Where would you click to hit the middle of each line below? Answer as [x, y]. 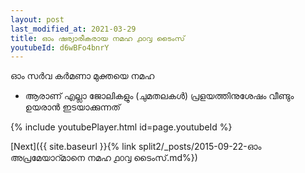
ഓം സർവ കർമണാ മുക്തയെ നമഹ [82, 76]
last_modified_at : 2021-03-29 [73, 29]
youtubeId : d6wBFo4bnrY [60, 47]
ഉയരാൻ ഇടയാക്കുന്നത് [72, 107]
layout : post [37, 19]
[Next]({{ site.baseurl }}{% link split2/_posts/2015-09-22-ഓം [136, 147]
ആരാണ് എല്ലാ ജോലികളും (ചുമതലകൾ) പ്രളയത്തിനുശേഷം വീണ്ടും [159, 96]
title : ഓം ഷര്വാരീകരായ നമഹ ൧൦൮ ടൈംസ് [97, 38]
